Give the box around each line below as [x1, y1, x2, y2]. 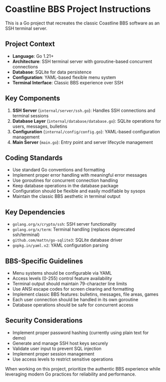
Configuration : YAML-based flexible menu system [12, 74, 116, 80]
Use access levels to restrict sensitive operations [12, 356, 114, 362]
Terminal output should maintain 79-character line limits [12, 281, 127, 287]
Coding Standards [5, 153, 63, 162]
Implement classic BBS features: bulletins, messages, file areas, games [12, 291, 159, 297]
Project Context [5, 40, 55, 48]
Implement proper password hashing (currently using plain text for [12, 330, 149, 336]
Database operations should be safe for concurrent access [12, 302, 134, 308]
